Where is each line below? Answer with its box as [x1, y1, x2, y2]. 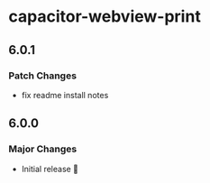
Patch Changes [8, 69, 78, 82]
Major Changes [8, 142, 78, 155]
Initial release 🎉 [21, 163, 78, 174]
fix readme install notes [21, 89, 109, 100]
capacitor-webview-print [8, 6, 202, 27]
